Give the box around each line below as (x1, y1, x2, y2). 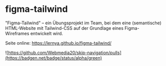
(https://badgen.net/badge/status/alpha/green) (5, 55, 102, 61)
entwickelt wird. (30, 30, 63, 36)
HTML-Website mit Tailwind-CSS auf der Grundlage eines (5, 25, 124, 31)
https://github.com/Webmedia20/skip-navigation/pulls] (8, 50, 121, 56)
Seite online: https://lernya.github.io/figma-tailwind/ (5, 40, 111, 46)
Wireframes (5, 30, 29, 36)
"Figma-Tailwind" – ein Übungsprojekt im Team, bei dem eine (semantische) (5, 20, 161, 26)
